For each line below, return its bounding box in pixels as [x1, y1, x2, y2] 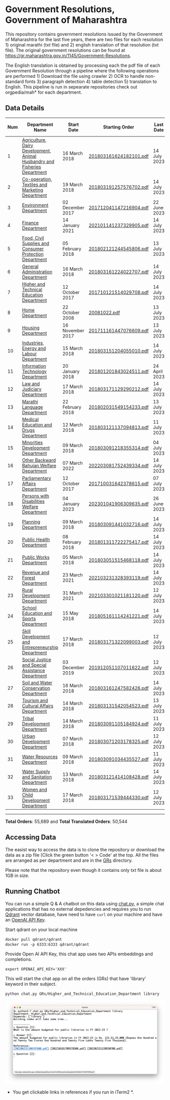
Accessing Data [5, 833, 57, 842]
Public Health [22, 536, 50, 542]
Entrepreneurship [22, 644, 59, 650]
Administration [22, 269, 53, 275]
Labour [22, 350, 37, 357]
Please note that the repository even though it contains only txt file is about [5, 867, 162, 873]
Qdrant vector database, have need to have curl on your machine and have [5, 911, 163, 917]
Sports [22, 615, 36, 622]
